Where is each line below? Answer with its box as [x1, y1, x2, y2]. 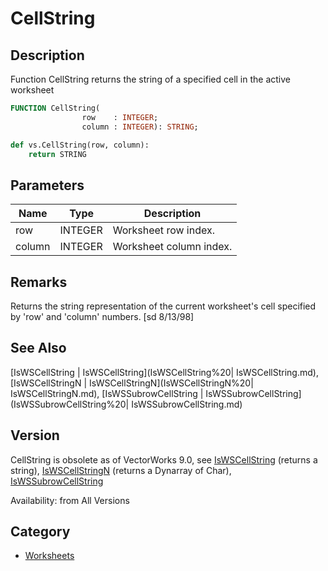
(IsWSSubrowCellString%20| [10, 398, 130, 410]
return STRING [28, 149, 87, 159]
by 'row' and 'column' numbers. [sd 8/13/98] [10, 311, 195, 322]
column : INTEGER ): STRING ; [81, 122, 199, 132]
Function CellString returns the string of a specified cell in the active [10, 73, 291, 85]
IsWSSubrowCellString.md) [131, 398, 243, 410]
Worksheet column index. [112, 240, 233, 254]
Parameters [10, 177, 85, 194]
